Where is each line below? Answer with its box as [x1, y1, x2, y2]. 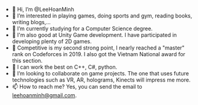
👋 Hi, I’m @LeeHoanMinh [11, 6, 74, 13]
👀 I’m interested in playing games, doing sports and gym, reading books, [11, 12, 193, 19]
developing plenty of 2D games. [11, 38, 92, 45]
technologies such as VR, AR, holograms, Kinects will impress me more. [11, 76, 191, 83]
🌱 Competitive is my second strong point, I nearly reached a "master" [11, 44, 185, 51]
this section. [11, 57, 43, 64]
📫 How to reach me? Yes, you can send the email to [11, 83, 142, 90]
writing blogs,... [11, 19, 51, 25]
